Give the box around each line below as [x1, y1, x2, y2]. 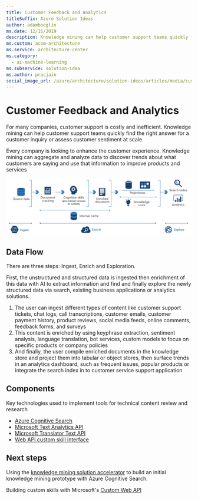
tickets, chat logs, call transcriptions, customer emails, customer [14, 310, 171, 318]
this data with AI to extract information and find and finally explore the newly [6, 280, 192, 287]
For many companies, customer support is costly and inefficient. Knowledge [6, 124, 192, 131]
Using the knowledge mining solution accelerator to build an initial [6, 468, 166, 475]
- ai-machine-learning [11, 59, 67, 65]
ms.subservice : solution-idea [6, 65, 81, 71]
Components [6, 384, 55, 394]
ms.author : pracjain [6, 71, 57, 78]
